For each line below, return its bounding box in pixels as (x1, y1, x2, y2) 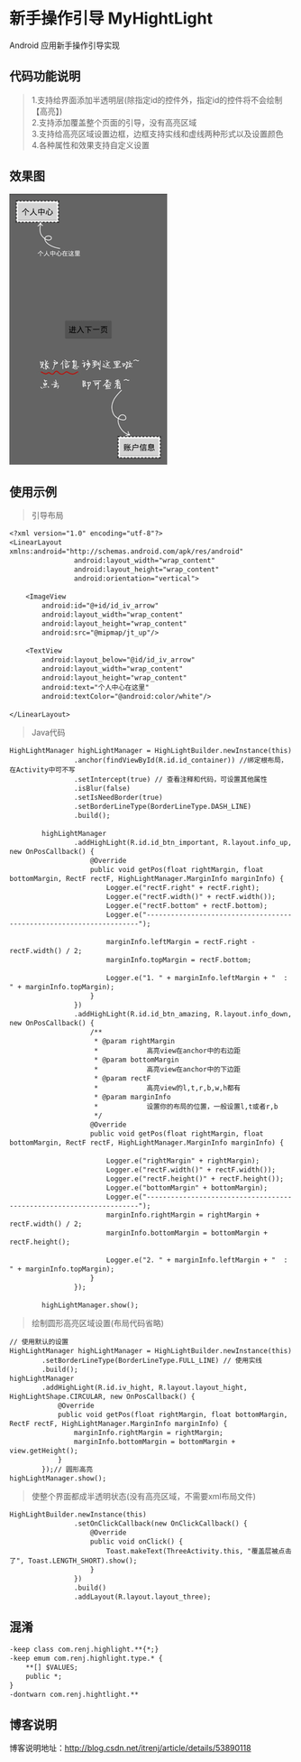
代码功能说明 (9, 69, 81, 84)
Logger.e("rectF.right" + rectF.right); (105, 884, 260, 893)
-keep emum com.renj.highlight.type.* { (9, 1654, 164, 1664)
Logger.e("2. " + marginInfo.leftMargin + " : (105, 1256, 288, 1265)
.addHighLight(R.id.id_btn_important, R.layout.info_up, (73, 839, 293, 848)
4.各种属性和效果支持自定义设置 (31, 139, 150, 150)
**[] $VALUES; (25, 1663, 78, 1673)
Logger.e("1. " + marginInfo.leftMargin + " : (105, 974, 288, 983)
